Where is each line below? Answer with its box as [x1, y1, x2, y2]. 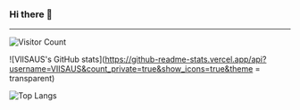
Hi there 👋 [9, 8, 54, 21]
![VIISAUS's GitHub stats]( [9, 54, 105, 65]
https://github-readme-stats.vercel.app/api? [104, 54, 267, 65]
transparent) [9, 73, 55, 84]
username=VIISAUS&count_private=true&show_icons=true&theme [9, 63, 254, 74]
